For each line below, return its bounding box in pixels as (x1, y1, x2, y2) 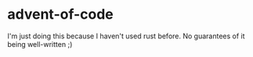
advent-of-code (7, 5, 114, 23)
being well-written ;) (7, 39, 73, 48)
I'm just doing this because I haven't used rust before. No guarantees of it (7, 31, 245, 41)
